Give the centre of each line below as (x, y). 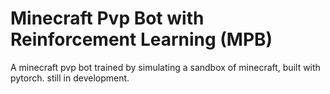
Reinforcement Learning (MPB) (141, 39)
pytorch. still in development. (70, 78)
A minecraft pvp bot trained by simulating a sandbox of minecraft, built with (165, 67)
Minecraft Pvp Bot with (107, 18)
